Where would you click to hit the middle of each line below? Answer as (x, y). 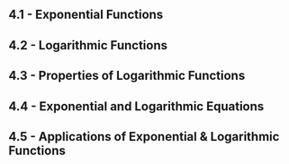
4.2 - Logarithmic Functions (88, 45)
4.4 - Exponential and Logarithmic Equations (136, 106)
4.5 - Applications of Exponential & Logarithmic (144, 137)
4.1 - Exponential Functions (86, 15)
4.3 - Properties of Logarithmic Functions (127, 76)
